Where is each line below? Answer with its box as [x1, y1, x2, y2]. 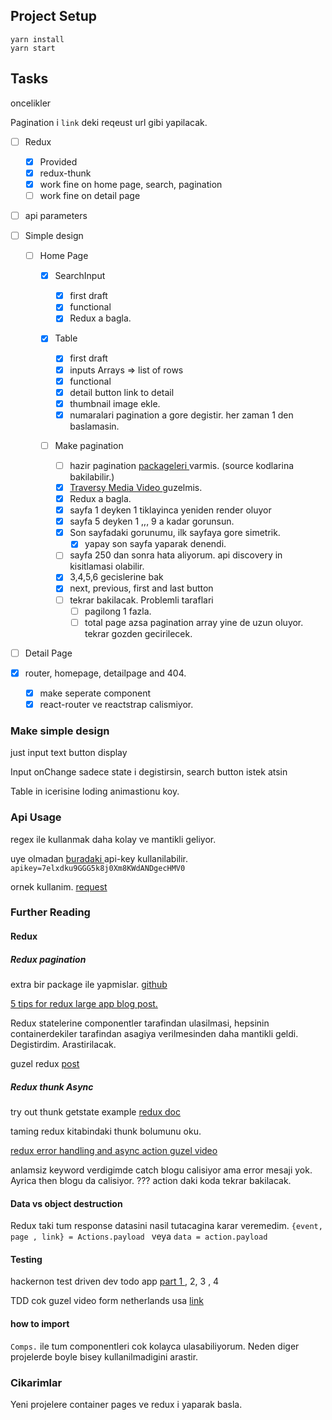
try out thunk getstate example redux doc [10, 1105, 182, 1118]
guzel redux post [10, 1058, 80, 1070]
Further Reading [10, 905, 91, 919]
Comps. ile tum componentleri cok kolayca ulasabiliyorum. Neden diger [10, 1340, 300, 1352]
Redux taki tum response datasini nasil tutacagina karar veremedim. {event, [10, 1220, 323, 1232]
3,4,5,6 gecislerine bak [69, 571, 164, 583]
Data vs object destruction [10, 1197, 123, 1209]
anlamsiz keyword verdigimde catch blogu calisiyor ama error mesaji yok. [10, 1164, 313, 1176]
